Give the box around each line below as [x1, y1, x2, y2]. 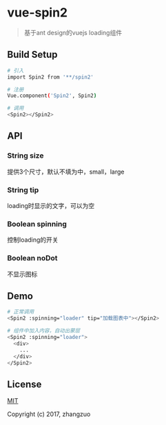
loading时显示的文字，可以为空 [7, 201, 95, 209]
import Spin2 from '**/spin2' [7, 74, 94, 81]
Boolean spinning [7, 219, 68, 229]
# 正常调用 [7, 309, 34, 315]
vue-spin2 [7, 5, 68, 21]
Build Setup [7, 49, 58, 61]
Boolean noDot [7, 253, 58, 263]
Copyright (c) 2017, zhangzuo [7, 410, 91, 418]
